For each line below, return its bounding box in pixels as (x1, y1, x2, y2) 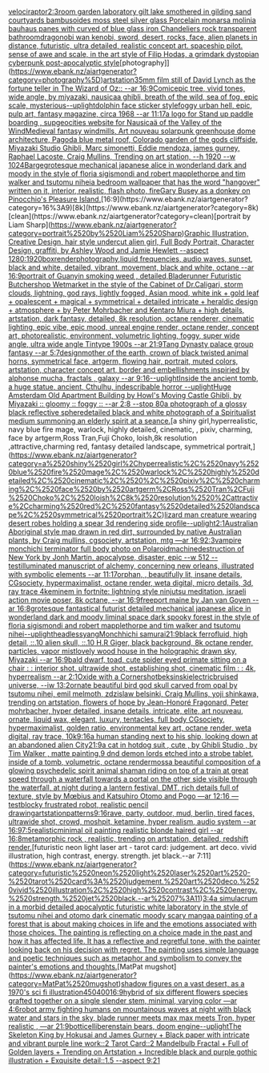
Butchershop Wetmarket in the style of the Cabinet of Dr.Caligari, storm (8, 280, 243, 289)
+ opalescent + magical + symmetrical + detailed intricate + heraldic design (8, 297, 259, 306)
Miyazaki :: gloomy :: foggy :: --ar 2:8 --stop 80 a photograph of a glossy (8, 399, 247, 408)
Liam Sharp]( (8, 220, 51, 230)
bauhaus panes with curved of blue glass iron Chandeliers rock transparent (8, 24, 258, 33)
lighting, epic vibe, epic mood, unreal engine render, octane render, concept (8, 323, 259, 331)
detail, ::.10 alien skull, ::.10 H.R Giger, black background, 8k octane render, (8, 638, 254, 647)
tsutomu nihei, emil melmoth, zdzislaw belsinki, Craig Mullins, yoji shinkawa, (8, 689, 259, 698)
